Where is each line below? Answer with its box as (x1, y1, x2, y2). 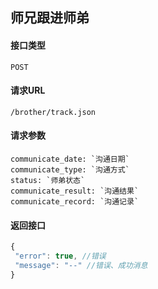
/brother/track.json (10, 107, 97, 117)
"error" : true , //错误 (14, 251, 107, 262)
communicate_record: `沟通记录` (10, 197, 140, 207)
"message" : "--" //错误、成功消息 (14, 260, 148, 270)
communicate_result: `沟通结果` (10, 186, 140, 196)
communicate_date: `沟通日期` (10, 154, 130, 164)
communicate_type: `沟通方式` (10, 165, 130, 175)
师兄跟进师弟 (10, 9, 90, 27)
